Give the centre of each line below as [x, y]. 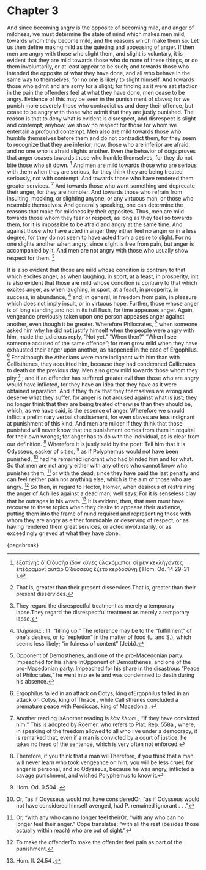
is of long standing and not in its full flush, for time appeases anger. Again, [101, 310]
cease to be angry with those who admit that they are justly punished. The [101, 112]
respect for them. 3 [31, 257]
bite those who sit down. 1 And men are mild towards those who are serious [102, 164]
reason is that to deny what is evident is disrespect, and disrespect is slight [101, 118]
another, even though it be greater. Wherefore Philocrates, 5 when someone [102, 323]
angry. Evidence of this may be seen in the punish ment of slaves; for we [98, 99]
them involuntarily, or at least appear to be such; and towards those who [98, 66]
